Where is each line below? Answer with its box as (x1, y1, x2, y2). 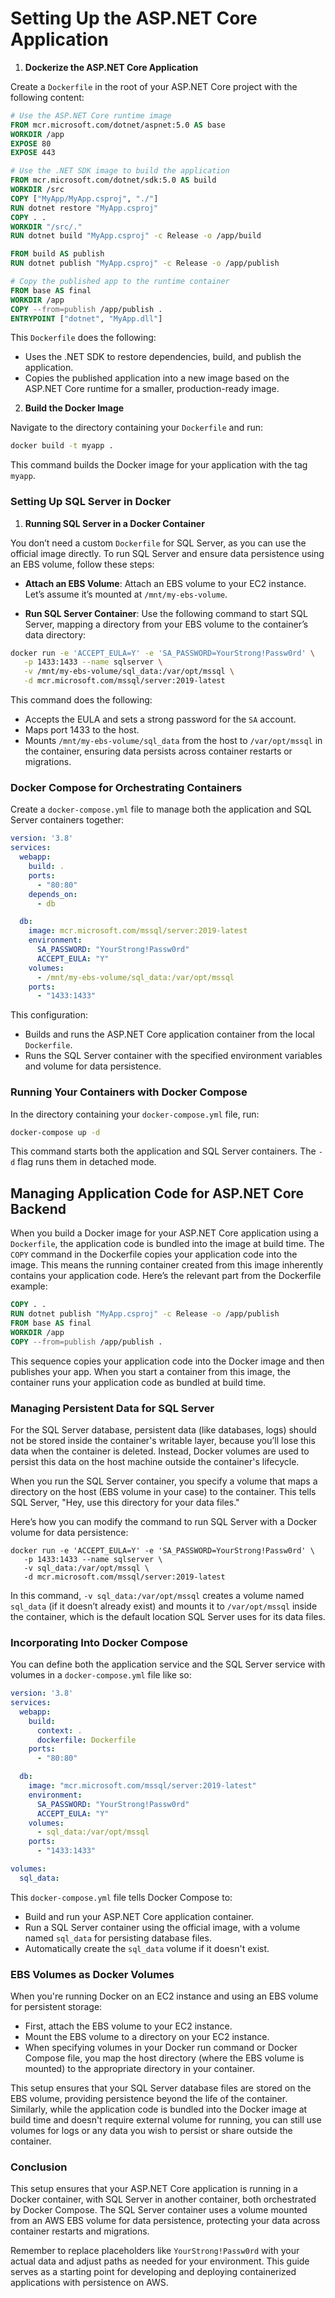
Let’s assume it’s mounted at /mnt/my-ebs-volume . (24, 588, 228, 600)
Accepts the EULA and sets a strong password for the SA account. (24, 713, 297, 726)
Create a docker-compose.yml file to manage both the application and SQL (10, 803, 312, 816)
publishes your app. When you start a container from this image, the (10, 1365, 292, 1377)
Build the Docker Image (24, 402, 125, 414)
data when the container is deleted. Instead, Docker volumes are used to (10, 1445, 310, 1457)
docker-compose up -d (10, 1127, 101, 1137)
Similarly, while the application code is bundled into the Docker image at (10, 2103, 308, 2116)
